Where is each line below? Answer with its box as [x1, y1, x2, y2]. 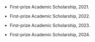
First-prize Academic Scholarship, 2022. [9, 13, 91, 19]
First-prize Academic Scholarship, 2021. [9, 4, 90, 10]
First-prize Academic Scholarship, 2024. [9, 32, 90, 37]
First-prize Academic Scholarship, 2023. [9, 22, 90, 28]
